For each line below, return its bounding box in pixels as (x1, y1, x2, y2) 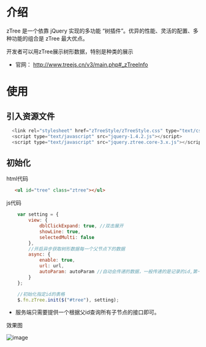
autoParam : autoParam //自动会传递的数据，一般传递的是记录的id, (39, 268, 193, 275)
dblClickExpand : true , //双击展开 (39, 223, 124, 229)
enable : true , (39, 257, 75, 263)
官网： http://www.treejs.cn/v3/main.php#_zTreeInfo (15, 61, 148, 68)
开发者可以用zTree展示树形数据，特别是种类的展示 (6, 47, 134, 55)
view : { (28, 217, 48, 224)
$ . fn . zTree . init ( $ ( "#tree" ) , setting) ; (17, 297, 120, 303)
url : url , (39, 263, 64, 269)
